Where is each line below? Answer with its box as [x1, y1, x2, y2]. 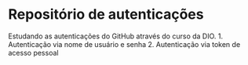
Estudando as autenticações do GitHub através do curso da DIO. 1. [8, 31, 224, 41]
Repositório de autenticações [8, 5, 204, 23]
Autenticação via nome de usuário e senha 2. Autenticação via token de [8, 39, 241, 49]
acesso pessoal [8, 48, 59, 57]
